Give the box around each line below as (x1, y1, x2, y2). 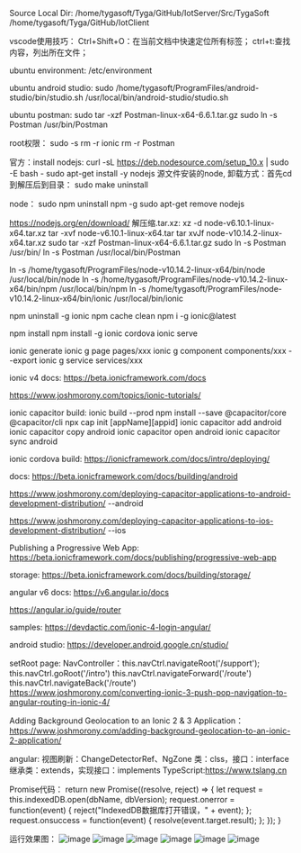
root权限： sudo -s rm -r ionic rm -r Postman (9, 138, 175, 148)
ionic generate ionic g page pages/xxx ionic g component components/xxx (9, 346, 287, 356)
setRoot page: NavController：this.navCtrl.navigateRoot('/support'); (9, 658, 261, 668)
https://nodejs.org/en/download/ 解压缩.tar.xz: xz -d (9, 218, 202, 228)
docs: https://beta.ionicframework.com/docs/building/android (9, 471, 238, 481)
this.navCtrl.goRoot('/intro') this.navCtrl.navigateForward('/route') (9, 668, 252, 678)
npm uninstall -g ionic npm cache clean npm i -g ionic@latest (9, 311, 236, 321)
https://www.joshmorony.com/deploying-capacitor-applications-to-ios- (9, 515, 274, 526)
